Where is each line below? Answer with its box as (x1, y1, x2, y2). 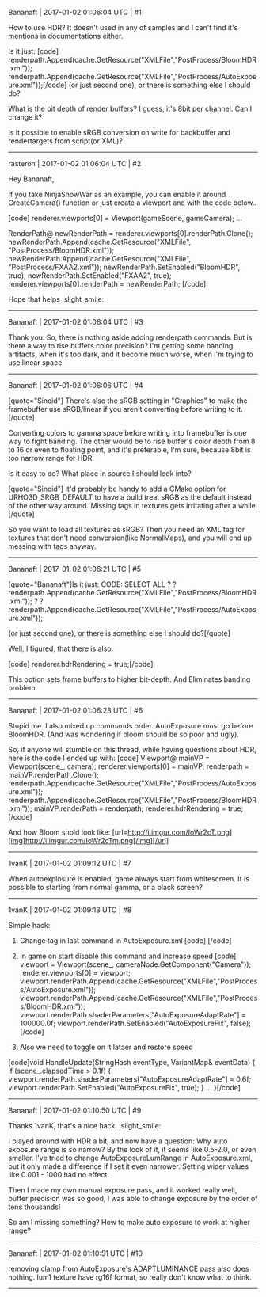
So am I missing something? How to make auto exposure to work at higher (8, 1218, 251, 1227)
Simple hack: (8, 921, 51, 930)
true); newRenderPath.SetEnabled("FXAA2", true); (8, 271, 172, 280)
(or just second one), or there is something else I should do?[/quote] (8, 629, 231, 637)
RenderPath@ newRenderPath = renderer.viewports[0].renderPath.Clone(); (8, 229, 253, 238)
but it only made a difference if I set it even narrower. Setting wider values (8, 1162, 249, 1171)
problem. (8, 683, 38, 692)
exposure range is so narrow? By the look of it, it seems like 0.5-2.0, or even (8, 1145, 256, 1154)
